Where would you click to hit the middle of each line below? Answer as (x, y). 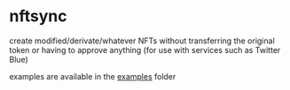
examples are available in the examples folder (93, 76)
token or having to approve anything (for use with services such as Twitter (145, 49)
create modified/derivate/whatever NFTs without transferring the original (142, 41)
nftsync (38, 16)
